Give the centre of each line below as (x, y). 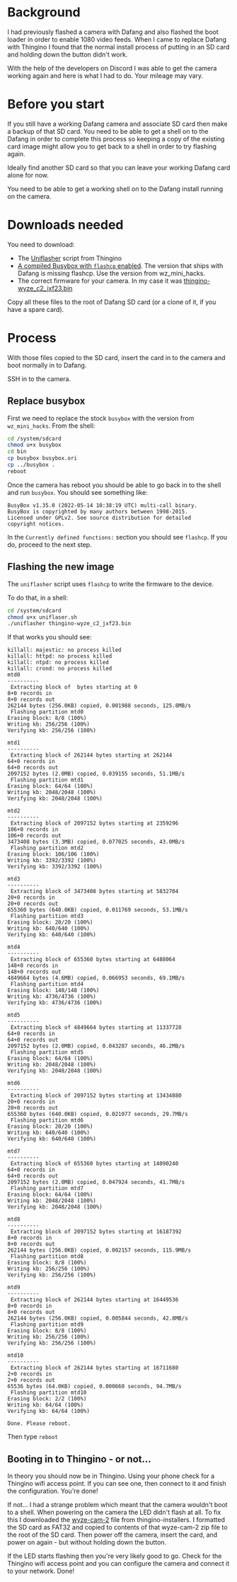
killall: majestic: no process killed (64, 650)
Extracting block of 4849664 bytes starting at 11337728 (96, 1028)
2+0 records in (30, 1374)
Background (44, 12)
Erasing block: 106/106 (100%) (53, 854)
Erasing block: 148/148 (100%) (53, 991)
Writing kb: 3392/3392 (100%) (52, 861)
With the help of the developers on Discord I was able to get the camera (112, 68)
